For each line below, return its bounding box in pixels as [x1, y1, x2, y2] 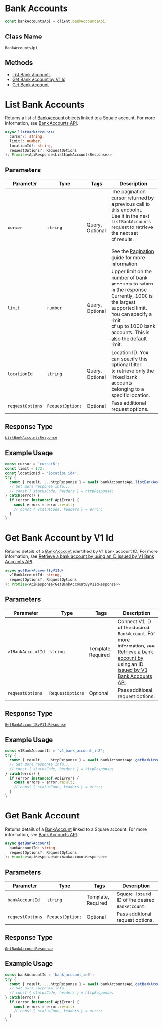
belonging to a [111, 386, 144, 393]
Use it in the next [111, 213, 150, 220]
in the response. [111, 286, 148, 293]
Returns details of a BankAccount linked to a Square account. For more [5, 826, 147, 832]
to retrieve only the [111, 367, 154, 374]
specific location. [111, 392, 150, 399]
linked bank [111, 374, 138, 380]
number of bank [111, 274, 148, 281]
